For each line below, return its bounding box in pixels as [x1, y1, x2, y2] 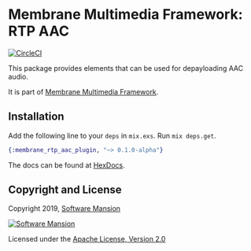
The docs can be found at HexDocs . [8, 160, 126, 170]
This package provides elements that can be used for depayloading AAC [8, 63, 244, 72]
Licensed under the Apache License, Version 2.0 [8, 234, 166, 244]
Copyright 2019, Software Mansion [8, 204, 120, 213]
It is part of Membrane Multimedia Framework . [8, 87, 159, 96]
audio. [8, 72, 29, 81]
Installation [8, 110, 65, 124]
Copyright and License [8, 183, 122, 197]
